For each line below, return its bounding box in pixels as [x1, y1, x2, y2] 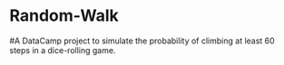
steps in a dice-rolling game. [9, 44, 116, 55]
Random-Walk [9, 5, 120, 26]
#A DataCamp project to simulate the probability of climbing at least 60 [9, 35, 275, 46]
